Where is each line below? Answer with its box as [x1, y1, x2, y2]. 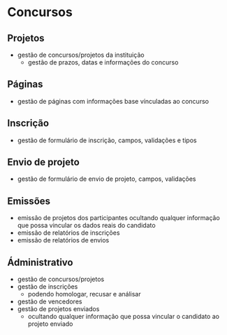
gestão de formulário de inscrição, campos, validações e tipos [17, 136, 197, 144]
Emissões [7, 195, 51, 207]
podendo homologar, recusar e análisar [27, 290, 141, 299]
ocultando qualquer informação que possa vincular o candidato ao [27, 313, 220, 321]
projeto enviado [27, 320, 73, 328]
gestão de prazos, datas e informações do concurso [27, 58, 179, 67]
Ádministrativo [7, 257, 73, 268]
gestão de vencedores [17, 297, 82, 306]
